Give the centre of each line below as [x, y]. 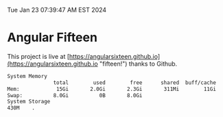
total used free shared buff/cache [134, 82]
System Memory [27, 76]
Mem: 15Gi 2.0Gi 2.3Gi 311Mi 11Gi [111, 89]
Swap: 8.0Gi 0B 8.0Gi [75, 95]
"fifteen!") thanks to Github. [138, 64]
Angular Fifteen [52, 38]
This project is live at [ [38, 56]
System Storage [29, 102]
